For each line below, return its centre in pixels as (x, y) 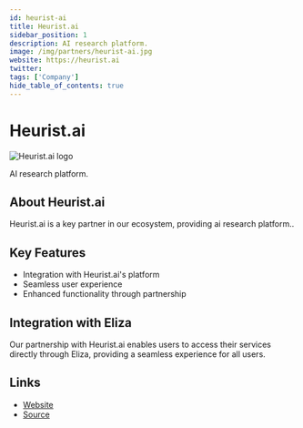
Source (36, 414)
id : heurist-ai (38, 18)
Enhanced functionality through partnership (104, 294)
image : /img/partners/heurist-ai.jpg (81, 52)
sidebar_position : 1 (49, 35)
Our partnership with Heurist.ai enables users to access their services (140, 344)
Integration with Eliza (71, 323)
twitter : (26, 69)
